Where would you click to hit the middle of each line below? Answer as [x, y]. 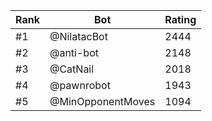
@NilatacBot [78, 36]
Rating [180, 19]
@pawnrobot [80, 85]
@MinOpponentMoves [102, 101]
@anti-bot [74, 52]
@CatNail [72, 69]
